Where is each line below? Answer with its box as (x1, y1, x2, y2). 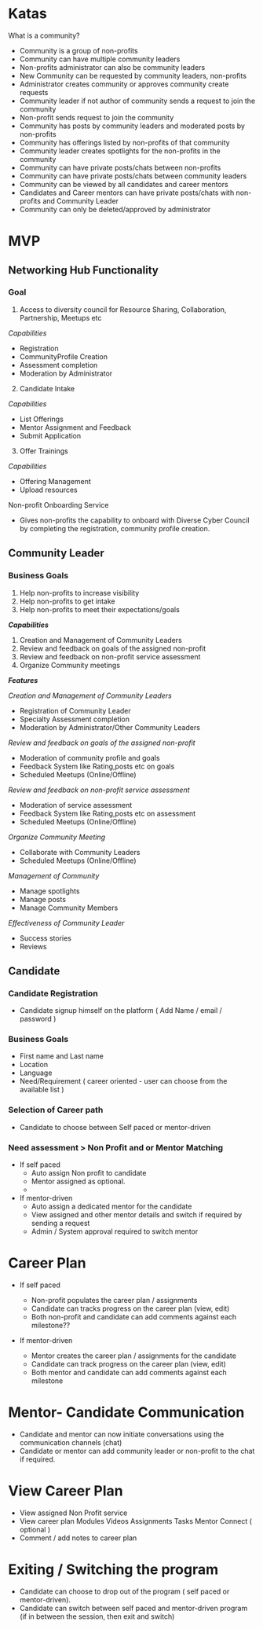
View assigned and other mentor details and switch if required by (31, 1210, 243, 1220)
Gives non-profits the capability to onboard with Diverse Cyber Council (19, 515, 250, 525)
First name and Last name (19, 1051, 104, 1061)
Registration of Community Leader (19, 706, 131, 715)
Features (8, 675, 38, 684)
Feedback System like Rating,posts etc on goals (19, 761, 175, 771)
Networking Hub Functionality (8, 263, 159, 277)
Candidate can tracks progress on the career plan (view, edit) (31, 1304, 230, 1313)
